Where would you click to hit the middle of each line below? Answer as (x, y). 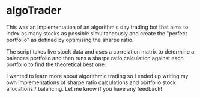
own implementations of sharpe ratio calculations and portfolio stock (91, 82)
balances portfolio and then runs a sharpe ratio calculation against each (95, 58)
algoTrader (34, 11)
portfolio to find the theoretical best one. (56, 64)
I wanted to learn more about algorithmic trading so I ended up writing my (97, 76)
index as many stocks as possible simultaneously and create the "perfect (97, 33)
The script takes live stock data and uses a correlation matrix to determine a (100, 51)
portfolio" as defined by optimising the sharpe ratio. (70, 40)
